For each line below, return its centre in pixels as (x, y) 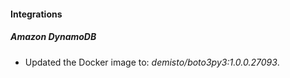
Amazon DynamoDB (53, 37)
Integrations (36, 14)
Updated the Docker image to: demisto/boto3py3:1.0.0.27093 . (152, 62)
